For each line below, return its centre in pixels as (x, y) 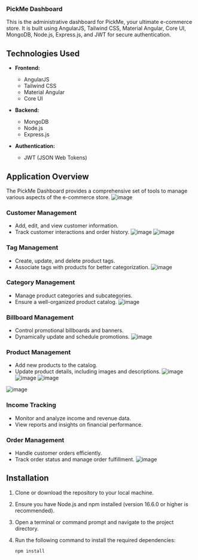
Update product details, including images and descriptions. (88, 372)
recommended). (35, 510)
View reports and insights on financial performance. (79, 424)
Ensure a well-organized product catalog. (66, 302)
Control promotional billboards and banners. (69, 330)
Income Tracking (31, 405)
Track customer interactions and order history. (72, 232)
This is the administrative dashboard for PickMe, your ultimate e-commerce (99, 22)
